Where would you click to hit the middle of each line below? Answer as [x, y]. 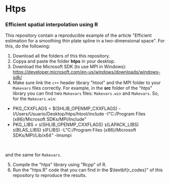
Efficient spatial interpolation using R [52, 25]
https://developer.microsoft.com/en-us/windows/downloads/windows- [87, 72]
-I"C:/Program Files [125, 114]
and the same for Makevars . [33, 155]
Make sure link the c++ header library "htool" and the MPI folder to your [87, 83]
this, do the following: [28, 46]
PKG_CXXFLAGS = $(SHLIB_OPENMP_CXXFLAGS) [65, 108]
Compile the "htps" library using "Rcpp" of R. [59, 165]
